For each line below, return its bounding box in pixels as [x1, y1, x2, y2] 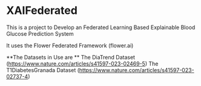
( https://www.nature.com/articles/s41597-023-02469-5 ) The [6, 60, 159, 67]
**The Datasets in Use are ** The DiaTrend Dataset [6, 53, 135, 61]
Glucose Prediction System [6, 30, 74, 37]
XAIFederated [6, 4, 77, 18]
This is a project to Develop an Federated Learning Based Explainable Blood [6, 24, 196, 31]
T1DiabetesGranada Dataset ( [6, 66, 80, 73]
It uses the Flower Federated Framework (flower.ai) [6, 42, 134, 49]
